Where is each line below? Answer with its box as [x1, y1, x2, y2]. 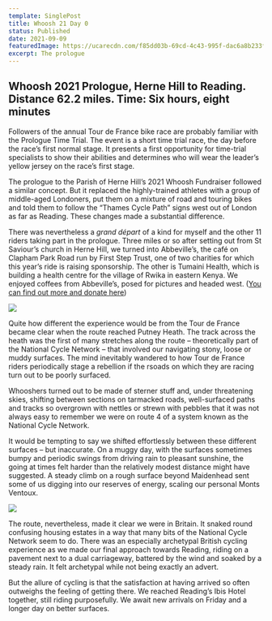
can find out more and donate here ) [8, 287, 127, 297]
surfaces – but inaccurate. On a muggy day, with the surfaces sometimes [8, 444, 253, 455]
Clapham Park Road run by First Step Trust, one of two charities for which [8, 252, 255, 262]
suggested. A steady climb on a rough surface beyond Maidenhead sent [8, 470, 249, 480]
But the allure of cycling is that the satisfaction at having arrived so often [8, 577, 250, 587]
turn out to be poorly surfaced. [8, 370, 112, 380]
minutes [8, 105, 51, 119]
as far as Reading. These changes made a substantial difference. [8, 211, 225, 221]
